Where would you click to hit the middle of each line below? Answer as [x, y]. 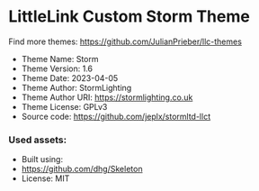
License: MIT [45, 178]
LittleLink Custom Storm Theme [129, 17]
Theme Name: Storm [60, 59]
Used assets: [38, 140]
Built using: [42, 159]
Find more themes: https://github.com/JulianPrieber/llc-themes [125, 41]
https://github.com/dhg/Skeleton [82, 169]
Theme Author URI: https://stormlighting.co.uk [107, 97]
